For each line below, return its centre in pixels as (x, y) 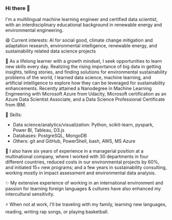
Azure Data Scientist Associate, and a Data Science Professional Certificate (85, 99)
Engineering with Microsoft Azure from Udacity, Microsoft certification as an (86, 94)
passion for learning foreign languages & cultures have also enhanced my (83, 189)
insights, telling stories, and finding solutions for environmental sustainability (86, 72)
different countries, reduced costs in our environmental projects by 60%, (82, 162)
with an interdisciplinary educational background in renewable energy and (84, 25)
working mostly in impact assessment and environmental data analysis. (81, 173)
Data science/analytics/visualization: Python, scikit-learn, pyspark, (83, 125)
